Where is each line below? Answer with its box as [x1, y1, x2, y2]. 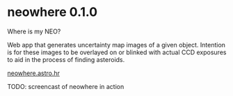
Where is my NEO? [7, 27, 61, 35]
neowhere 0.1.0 [7, 4, 98, 20]
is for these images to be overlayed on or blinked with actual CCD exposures [7, 48, 227, 56]
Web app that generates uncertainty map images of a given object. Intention [7, 40, 226, 49]
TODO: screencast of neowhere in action [7, 82, 124, 90]
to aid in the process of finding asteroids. [7, 55, 125, 63]
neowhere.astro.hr [7, 69, 61, 77]
